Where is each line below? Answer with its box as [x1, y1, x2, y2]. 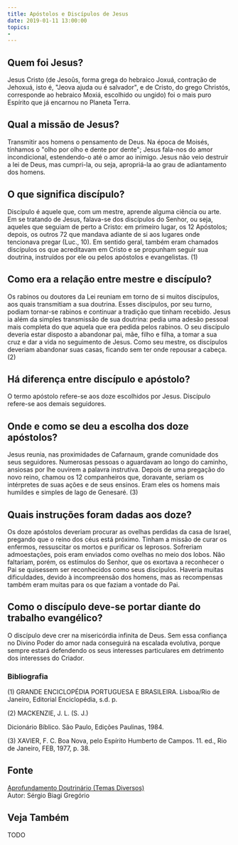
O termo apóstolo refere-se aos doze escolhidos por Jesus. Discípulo [7, 392, 211, 400]
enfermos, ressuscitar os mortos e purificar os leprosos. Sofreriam [7, 542, 202, 551]
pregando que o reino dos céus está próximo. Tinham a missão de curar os [7, 535, 227, 543]
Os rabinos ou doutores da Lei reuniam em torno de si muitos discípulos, [7, 292, 220, 301]
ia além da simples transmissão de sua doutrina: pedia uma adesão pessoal [7, 314, 229, 324]
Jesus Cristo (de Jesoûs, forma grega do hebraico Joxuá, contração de [7, 75, 217, 84]
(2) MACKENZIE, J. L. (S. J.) [7, 709, 89, 718]
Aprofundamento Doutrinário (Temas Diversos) [7, 783, 145, 792]
